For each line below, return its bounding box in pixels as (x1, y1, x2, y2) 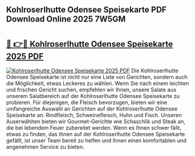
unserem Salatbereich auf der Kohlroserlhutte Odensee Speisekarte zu (6, 93, 180, 99)
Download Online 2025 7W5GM (6, 14, 126, 25)
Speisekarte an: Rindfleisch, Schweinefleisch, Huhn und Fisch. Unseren (6, 112, 182, 118)
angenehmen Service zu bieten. (6, 143, 85, 150)
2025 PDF (6, 51, 44, 62)
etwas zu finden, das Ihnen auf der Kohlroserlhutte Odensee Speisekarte (6, 131, 185, 137)
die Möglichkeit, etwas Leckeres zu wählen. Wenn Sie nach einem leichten (6, 80, 190, 87)
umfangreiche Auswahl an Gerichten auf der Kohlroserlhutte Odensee (6, 105, 178, 112)
